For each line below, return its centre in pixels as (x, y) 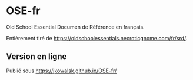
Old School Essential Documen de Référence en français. (76, 27)
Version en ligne (36, 57)
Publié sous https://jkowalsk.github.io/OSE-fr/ (61, 71)
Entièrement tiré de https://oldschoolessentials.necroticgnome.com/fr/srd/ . (97, 38)
